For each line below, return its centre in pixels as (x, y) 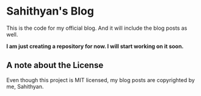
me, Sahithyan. (25, 86)
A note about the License (55, 65)
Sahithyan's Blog (50, 11)
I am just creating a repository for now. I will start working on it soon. (95, 46)
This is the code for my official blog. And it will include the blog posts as (97, 28)
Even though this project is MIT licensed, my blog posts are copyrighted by (101, 80)
